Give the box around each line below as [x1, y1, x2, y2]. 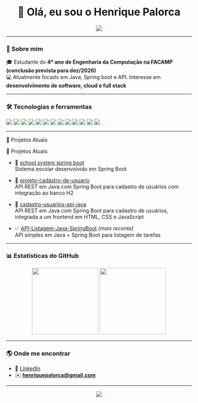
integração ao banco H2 [14, 189, 74, 196]
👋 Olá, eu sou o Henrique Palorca [17, 5, 181, 19]
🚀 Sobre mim [6, 44, 43, 53]
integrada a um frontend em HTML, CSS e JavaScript [14, 213, 144, 220]
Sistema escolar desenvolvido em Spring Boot [14, 165, 127, 172]
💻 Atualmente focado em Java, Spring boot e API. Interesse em [6, 74, 161, 81]
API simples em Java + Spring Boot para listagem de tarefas [14, 231, 161, 238]
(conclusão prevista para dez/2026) [6, 67, 97, 74]
